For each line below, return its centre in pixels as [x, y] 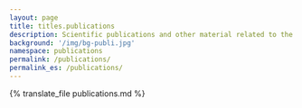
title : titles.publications [62, 26]
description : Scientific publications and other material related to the [151, 34]
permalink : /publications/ [60, 59]
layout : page [34, 18]
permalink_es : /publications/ [66, 68]
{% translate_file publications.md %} [78, 93]
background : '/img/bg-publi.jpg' [72, 43]
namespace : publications [56, 51]
